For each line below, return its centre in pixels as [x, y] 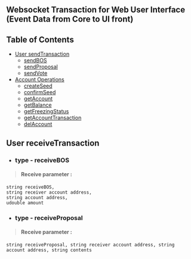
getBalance [38, 105]
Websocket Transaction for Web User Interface [96, 10]
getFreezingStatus [46, 112]
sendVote [36, 73]
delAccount [38, 124]
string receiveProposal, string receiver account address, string [90, 245]
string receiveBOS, [30, 187]
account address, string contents [49, 250]
